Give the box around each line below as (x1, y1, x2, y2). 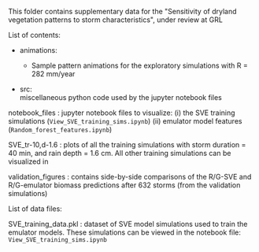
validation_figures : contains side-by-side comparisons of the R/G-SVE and (8, 172, 252, 181)
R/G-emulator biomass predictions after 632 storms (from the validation (8, 180, 241, 190)
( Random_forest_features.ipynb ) (8, 125, 113, 134)
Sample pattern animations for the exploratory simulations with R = (31, 61, 248, 70)
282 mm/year (31, 69, 76, 78)
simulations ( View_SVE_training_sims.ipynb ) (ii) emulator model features (8, 117, 242, 125)
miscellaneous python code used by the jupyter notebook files (19, 93, 223, 102)
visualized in (8, 157, 49, 166)
